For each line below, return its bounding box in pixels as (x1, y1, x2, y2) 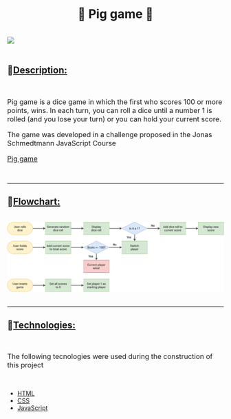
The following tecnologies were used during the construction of (7, 351, 213, 361)
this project (7, 360, 44, 370)
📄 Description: (7, 65, 67, 76)
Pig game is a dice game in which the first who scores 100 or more (7, 96, 223, 106)
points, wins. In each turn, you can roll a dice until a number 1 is (7, 105, 212, 115)
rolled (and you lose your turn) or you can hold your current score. (7, 114, 222, 123)
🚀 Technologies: (7, 319, 76, 331)
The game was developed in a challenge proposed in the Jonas (7, 130, 212, 139)
